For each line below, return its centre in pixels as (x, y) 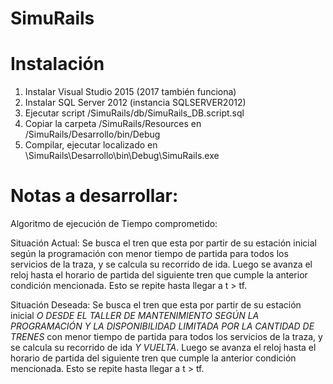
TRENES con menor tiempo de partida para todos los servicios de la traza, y (166, 337)
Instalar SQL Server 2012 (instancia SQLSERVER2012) (135, 103)
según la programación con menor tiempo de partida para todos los (149, 254)
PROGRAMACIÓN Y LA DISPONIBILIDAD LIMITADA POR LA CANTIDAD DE (162, 326)
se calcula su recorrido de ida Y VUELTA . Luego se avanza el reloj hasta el (163, 348)
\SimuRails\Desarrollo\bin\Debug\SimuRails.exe (122, 156)
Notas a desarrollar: (94, 196)
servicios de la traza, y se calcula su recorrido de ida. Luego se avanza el (161, 264)
